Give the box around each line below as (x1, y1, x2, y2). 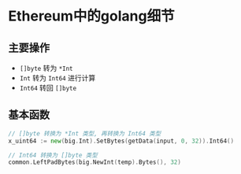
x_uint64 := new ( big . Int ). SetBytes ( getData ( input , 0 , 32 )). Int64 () (8, 137, 235, 145)
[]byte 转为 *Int (19, 64, 73, 72)
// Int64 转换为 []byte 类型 (8, 151, 98, 159)
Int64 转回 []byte (19, 83, 77, 92)
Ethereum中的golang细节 (8, 7, 175, 25)
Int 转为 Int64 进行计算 (19, 73, 96, 83)
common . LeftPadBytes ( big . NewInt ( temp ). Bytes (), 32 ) (8, 158, 181, 166)
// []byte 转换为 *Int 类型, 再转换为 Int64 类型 (8, 129, 161, 138)
